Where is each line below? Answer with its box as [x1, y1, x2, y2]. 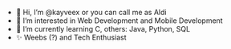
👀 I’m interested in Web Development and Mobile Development [15, 16, 223, 25]
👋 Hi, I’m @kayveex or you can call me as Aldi [15, 8, 167, 17]
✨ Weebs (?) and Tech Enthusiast [15, 32, 127, 42]
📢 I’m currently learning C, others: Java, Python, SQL [15, 24, 191, 33]
